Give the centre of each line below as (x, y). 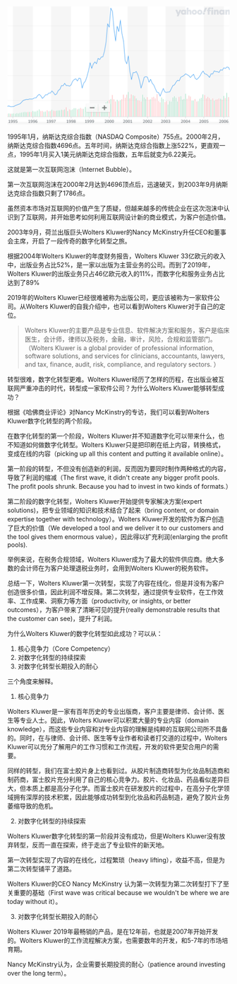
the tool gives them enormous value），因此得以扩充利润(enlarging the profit (117, 537)
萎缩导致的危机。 (32, 806)
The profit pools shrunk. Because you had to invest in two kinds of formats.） (120, 487)
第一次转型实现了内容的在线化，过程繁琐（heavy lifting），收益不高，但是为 (116, 860)
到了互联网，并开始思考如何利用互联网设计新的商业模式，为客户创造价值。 (121, 217)
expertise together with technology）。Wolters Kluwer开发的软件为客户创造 (116, 519)
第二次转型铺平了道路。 (41, 869)
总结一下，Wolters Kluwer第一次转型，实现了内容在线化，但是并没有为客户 (116, 584)
